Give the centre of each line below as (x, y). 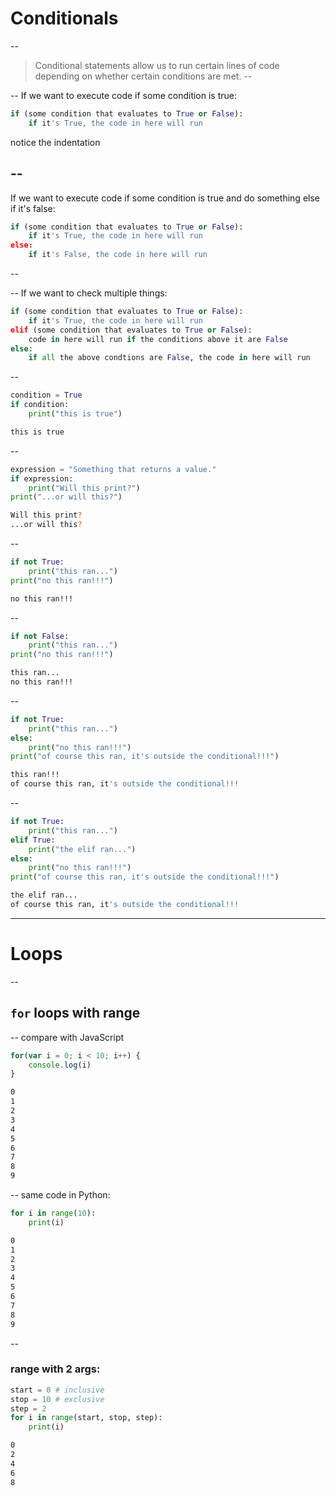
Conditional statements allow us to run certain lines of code (157, 65)
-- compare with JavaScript (67, 1037)
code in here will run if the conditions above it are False (158, 339)
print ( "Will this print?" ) (84, 488)
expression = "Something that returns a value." (113, 469)
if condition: (40, 405)
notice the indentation (55, 142)
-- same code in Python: (60, 1195)
